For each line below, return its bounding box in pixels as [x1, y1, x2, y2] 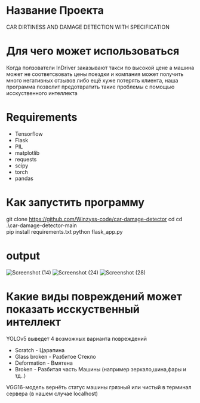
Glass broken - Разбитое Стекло [14, 353, 97, 360]
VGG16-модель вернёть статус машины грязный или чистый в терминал [6, 383, 192, 390]
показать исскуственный [6, 303, 140, 316]
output [6, 249, 41, 262]
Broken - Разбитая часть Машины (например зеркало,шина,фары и [14, 365, 187, 373]
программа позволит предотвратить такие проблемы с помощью [6, 83, 175, 90]
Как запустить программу [6, 196, 145, 209]
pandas [14, 175, 34, 182]
